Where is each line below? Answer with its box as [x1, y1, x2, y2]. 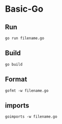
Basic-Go [5, 3, 44, 15]
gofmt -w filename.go [5, 88, 49, 93]
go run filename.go [5, 36, 45, 41]
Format [5, 75, 28, 83]
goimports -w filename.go [5, 114, 57, 119]
